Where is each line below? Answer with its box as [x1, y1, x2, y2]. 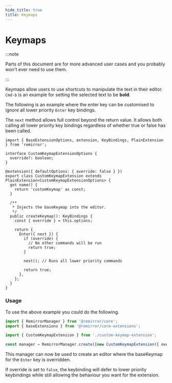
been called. [5, 128, 32, 134]
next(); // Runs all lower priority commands [24, 259, 123, 264]
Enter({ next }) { [18, 232, 58, 237]
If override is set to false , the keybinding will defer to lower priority [5, 367, 147, 373]
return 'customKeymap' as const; [14, 187, 86, 192]
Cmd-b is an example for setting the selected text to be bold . [5, 92, 131, 98]
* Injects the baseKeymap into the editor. [12, 205, 106, 210]
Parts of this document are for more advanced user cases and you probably [5, 61, 165, 67]
